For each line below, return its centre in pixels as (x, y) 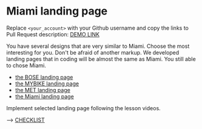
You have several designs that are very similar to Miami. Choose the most (98, 46)
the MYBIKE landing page (47, 84)
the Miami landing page (44, 96)
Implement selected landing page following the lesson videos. (83, 108)
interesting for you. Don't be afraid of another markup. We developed (93, 52)
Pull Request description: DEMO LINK (53, 34)
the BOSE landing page (44, 77)
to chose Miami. (26, 65)
